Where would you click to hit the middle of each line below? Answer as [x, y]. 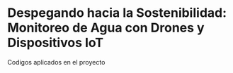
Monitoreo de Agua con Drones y [106, 28]
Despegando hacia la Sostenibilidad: [117, 13]
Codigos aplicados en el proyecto [56, 62]
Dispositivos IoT [56, 43]
